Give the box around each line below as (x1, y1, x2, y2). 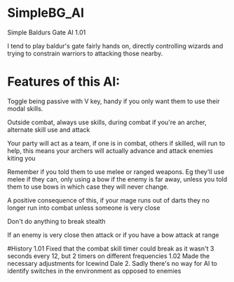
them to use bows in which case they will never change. (7, 182, 170, 191)
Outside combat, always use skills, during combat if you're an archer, (7, 118, 207, 126)
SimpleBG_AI (7, 5, 85, 21)
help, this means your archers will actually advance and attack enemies (7, 146, 214, 155)
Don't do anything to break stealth (7, 217, 106, 225)
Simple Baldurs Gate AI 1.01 (7, 28, 86, 36)
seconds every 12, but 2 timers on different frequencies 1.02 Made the (7, 251, 210, 260)
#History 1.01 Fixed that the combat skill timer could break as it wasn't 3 (7, 244, 214, 253)
